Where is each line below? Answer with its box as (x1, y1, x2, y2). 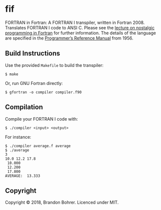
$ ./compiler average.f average (5, 143, 71, 148)
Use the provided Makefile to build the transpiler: (5, 62, 104, 68)
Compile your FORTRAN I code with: (5, 116, 78, 122)
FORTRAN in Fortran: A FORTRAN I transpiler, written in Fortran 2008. (5, 20, 145, 25)
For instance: (5, 134, 32, 140)
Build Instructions (5, 49, 60, 58)
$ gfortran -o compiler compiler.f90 (5, 89, 82, 95)
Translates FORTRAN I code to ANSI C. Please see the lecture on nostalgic (5, 24, 155, 30)
